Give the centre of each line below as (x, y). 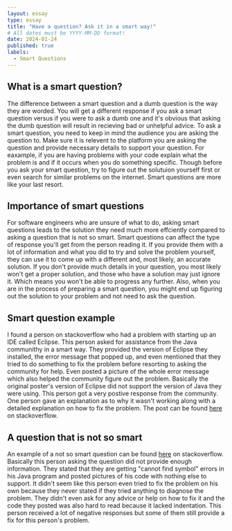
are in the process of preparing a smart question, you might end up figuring (115, 289)
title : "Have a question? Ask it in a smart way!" (82, 26)
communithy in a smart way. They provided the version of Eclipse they (107, 350)
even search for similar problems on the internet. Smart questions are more (114, 177)
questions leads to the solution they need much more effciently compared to (116, 230)
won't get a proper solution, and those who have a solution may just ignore (114, 274)
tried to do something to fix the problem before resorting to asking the (107, 364)
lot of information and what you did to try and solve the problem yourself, (111, 252)
